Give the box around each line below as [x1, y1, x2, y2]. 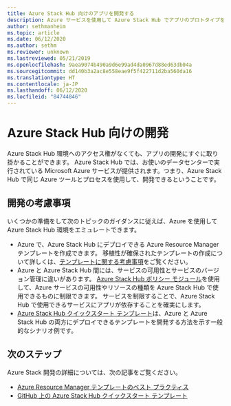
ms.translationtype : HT [7, 74, 76, 81]
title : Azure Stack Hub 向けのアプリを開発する [7, 10, 135, 17]
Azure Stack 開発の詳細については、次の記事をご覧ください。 [7, 368, 182, 376]
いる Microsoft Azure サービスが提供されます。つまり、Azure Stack [30, 166, 222, 174]
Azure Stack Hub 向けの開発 [7, 125, 169, 141]
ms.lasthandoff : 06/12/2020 [7, 87, 88, 94]
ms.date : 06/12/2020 [7, 36, 67, 43]
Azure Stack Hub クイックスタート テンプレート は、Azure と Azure [16, 309, 208, 317]
